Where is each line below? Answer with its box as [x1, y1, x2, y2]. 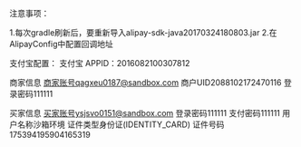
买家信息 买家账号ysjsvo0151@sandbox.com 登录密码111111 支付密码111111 [9, 108, 281, 118]
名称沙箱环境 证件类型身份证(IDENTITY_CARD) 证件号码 [16, 119, 225, 130]
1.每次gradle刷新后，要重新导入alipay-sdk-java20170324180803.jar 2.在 [9, 27, 277, 38]
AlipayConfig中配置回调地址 [9, 39, 113, 49]
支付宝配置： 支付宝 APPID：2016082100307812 [9, 58, 190, 68]
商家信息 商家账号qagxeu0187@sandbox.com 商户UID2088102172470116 [9, 77, 282, 88]
